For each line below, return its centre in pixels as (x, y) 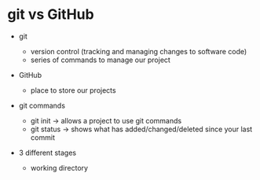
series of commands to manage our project (100, 60)
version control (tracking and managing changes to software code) (139, 51)
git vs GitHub (51, 15)
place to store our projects (73, 90)
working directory (59, 167)
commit (43, 137)
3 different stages (47, 152)
